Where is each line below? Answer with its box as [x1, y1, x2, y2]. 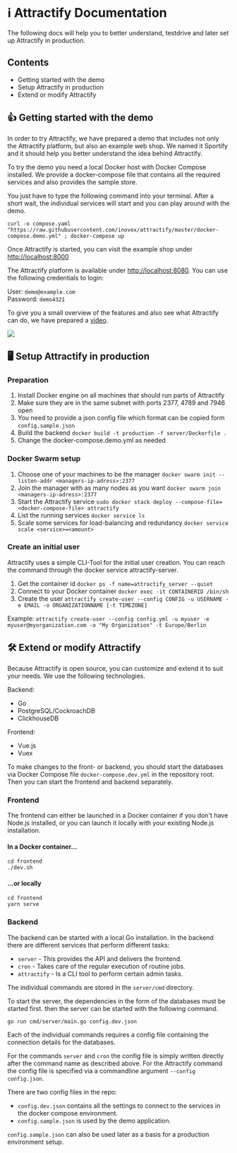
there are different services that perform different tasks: [7, 940, 170, 949]
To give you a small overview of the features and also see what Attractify [7, 308, 219, 317]
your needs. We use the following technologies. [7, 671, 146, 680]
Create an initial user [7, 542, 80, 552]
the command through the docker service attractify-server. [7, 566, 178, 574]
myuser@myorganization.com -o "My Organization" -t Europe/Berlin [7, 621, 207, 628]
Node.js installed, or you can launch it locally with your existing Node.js [7, 818, 214, 827]
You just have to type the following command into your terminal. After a [7, 191, 214, 200]
